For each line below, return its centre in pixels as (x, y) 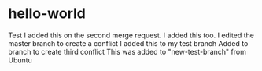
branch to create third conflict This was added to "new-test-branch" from (127, 51)
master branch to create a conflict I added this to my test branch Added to (128, 43)
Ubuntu (20, 60)
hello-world (47, 14)
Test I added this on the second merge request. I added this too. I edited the (131, 35)
